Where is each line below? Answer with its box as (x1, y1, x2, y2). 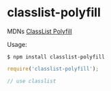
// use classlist (7, 77, 57, 84)
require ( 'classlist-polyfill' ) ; (7, 65, 99, 72)
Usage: (7, 40, 27, 48)
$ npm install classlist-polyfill (7, 53, 106, 60)
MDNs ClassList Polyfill (7, 27, 73, 35)
